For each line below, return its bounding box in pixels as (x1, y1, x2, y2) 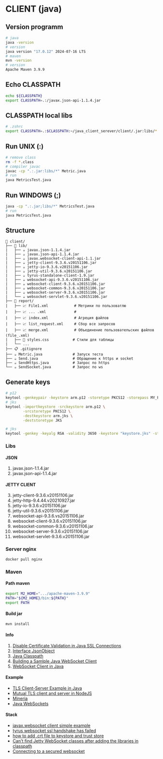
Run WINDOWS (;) (5, 191, 61, 199)
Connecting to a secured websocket (12, 748, 85, 754)
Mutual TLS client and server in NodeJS (12, 690, 92, 696)
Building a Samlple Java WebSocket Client (12, 658, 97, 664)
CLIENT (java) (5, 3, 62, 15)
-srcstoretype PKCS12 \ (23, 409, 71, 413)
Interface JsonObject (12, 648, 55, 654)
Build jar (5, 610, 23, 616)
